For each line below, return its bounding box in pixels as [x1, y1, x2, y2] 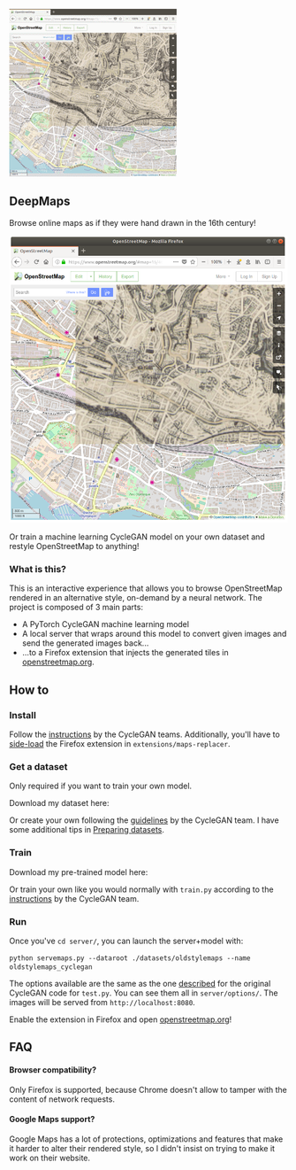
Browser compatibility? [9, 1064, 97, 1075]
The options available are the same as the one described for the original [9, 978, 271, 988]
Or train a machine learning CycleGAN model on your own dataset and [9, 531, 265, 542]
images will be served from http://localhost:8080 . [9, 996, 196, 1007]
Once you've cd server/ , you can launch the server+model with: [9, 935, 244, 946]
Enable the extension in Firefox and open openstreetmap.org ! [9, 1014, 232, 1025]
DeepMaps [9, 194, 71, 209]
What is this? [9, 563, 66, 575]
